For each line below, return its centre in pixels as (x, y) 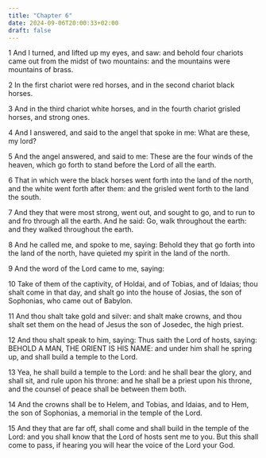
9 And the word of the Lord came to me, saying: (87, 269)
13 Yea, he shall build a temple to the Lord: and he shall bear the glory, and (130, 372)
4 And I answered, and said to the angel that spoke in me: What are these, (129, 133)
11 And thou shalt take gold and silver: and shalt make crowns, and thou (125, 316)
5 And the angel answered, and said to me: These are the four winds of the (131, 156)
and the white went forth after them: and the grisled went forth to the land (129, 189)
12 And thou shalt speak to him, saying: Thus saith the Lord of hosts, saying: (133, 340)
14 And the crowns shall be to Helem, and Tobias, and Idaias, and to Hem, (129, 405)
